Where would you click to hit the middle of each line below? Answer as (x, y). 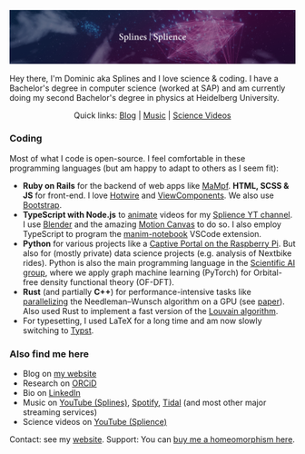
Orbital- (268, 272)
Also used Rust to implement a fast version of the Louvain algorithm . (150, 311)
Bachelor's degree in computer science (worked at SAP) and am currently (148, 88)
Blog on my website (59, 374)
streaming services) (60, 412)
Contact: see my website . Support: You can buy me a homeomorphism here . (152, 439)
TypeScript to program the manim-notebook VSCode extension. (142, 233)
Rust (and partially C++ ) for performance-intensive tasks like (137, 291)
